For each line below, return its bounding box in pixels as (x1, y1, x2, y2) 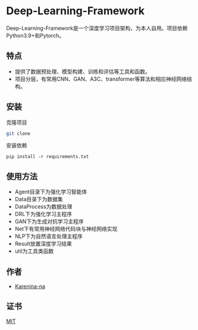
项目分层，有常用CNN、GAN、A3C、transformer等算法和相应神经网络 (14, 75, 187, 82)
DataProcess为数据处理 (14, 203, 73, 210)
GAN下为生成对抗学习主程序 (14, 218, 84, 225)
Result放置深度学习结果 (14, 240, 73, 247)
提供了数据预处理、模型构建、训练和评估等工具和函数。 (14, 68, 150, 75)
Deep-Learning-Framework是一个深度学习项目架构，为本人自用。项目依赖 (6, 24, 188, 31)
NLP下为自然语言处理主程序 (14, 233, 83, 240)
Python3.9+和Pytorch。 (6, 31, 64, 39)
